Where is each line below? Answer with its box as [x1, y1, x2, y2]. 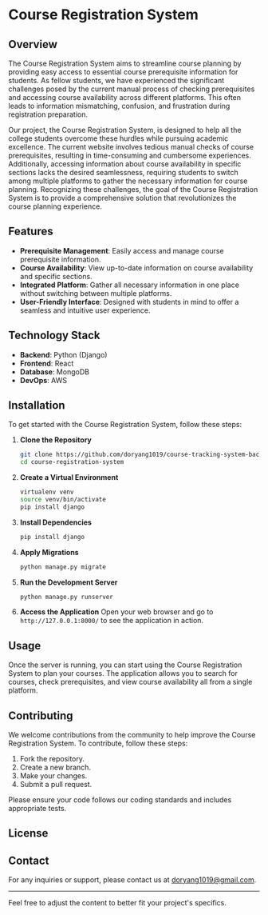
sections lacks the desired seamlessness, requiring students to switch [8, 168, 239, 177]
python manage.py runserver [19, 593, 113, 601]
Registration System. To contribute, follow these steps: [8, 738, 188, 749]
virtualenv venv [19, 488, 74, 497]
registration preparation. [8, 110, 88, 119]
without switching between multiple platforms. [19, 288, 172, 298]
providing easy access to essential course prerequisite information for [8, 67, 238, 77]
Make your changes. [19, 771, 88, 781]
